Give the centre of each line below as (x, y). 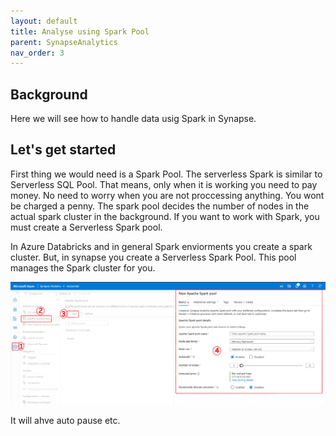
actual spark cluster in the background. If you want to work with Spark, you (165, 216)
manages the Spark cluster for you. (83, 267)
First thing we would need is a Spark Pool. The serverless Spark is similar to (166, 174)
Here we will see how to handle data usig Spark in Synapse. (133, 119)
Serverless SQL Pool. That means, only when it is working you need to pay (164, 184)
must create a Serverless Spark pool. (86, 227)
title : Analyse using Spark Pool (80, 31)
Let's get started (63, 150)
